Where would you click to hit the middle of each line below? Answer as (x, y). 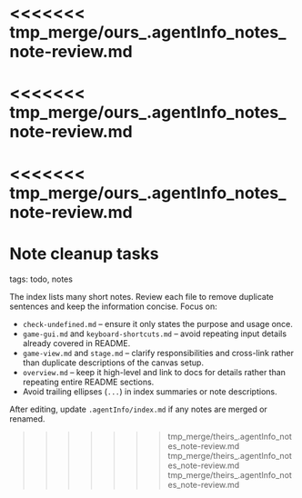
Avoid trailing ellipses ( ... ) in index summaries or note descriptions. (150, 391)
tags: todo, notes (41, 279)
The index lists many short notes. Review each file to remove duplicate (142, 296)
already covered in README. (76, 343)
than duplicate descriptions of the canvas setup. (113, 363)
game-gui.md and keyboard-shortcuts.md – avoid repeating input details (155, 334)
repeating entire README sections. (88, 382)
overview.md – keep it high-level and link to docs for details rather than (154, 372)
